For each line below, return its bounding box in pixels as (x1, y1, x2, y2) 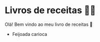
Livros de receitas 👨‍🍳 (5, 5, 96, 16)
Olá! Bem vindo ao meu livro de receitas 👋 (5, 21, 93, 27)
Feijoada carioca (12, 31, 47, 37)
